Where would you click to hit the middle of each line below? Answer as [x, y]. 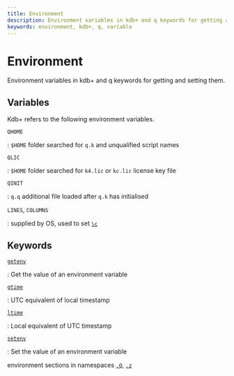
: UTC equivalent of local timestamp [58, 300]
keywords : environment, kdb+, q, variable [70, 27]
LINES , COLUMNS [28, 210]
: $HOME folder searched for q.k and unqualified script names [93, 145]
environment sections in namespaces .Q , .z [70, 365]
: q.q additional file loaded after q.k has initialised [78, 197]
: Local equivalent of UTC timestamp [60, 326]
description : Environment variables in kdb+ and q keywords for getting [115, 20]
